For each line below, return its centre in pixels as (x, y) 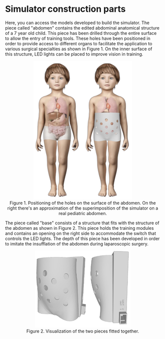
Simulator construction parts (66, 9)
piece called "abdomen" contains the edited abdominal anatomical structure (82, 28)
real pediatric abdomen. (83, 213)
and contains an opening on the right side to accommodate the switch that (81, 233)
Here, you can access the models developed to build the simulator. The (77, 23)
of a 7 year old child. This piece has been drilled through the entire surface (81, 33)
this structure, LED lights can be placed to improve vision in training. (74, 54)
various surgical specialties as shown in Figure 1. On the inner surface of (79, 49)
